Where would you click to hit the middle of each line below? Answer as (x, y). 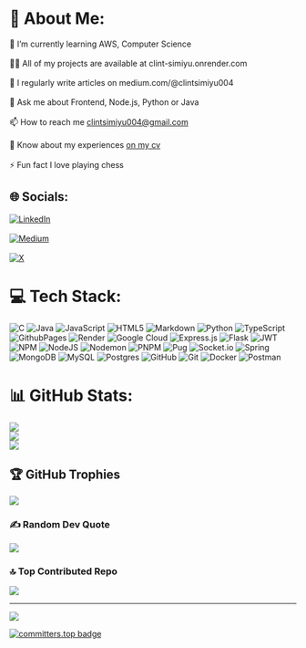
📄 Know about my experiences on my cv (85, 144)
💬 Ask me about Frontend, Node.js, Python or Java (104, 102)
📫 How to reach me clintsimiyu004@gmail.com (99, 121)
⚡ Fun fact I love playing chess (67, 164)
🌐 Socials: (39, 197)
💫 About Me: (57, 19)
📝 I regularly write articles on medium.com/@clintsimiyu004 (122, 82)
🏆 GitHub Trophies (65, 475)
